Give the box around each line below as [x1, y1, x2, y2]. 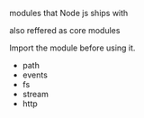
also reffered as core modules [9, 25, 121, 35]
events [22, 69, 48, 80]
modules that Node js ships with [9, 8, 129, 18]
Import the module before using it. [9, 42, 136, 53]
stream [22, 89, 49, 99]
